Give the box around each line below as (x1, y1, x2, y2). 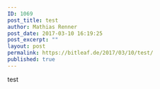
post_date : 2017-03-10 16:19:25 (7, 29, 103, 37)
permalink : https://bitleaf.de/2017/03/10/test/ (7, 50, 154, 57)
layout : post (7, 43, 46, 50)
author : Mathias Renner (7, 23, 78, 30)
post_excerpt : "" (7, 36, 59, 43)
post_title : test (7, 17, 59, 24)
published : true (7, 56, 55, 63)
